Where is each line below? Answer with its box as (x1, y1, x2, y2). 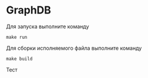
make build (6, 56, 33, 62)
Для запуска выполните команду (6, 23, 89, 30)
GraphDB (6, 4, 52, 17)
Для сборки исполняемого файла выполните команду (6, 45, 142, 52)
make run (6, 34, 28, 40)
